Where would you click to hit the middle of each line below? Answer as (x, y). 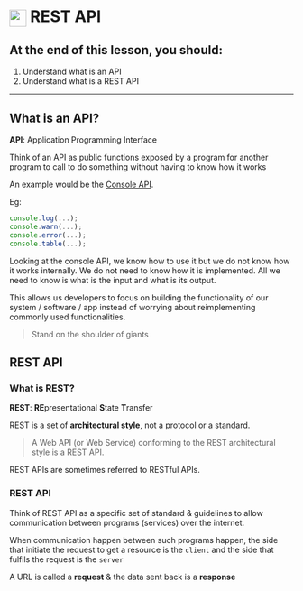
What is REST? (42, 388)
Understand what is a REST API (81, 81)
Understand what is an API (72, 72)
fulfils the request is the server (66, 559)
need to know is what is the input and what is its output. (113, 280)
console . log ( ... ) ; (44, 218)
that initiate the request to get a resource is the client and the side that (142, 549)
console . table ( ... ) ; (48, 244)
